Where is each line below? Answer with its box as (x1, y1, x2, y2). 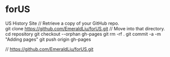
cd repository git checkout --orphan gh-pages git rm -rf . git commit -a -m (5, 31, 161, 37)
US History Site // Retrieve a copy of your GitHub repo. (5, 20, 119, 26)
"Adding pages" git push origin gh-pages (5, 36, 91, 42)
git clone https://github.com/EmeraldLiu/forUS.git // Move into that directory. (5, 25, 165, 31)
